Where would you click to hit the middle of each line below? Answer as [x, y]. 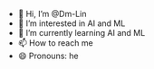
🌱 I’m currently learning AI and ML [82, 33]
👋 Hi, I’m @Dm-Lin [52, 14]
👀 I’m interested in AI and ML [72, 23]
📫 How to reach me [55, 43]
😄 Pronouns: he [48, 56]
